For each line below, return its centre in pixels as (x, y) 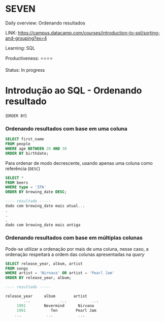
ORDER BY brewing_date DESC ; (36, 192)
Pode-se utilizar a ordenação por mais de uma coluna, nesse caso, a (77, 249)
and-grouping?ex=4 (26, 38)
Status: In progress (25, 70)
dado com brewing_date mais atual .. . (45, 206)
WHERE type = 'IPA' (26, 187)
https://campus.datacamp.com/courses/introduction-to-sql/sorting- (89, 33)
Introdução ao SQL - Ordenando (74, 91)
